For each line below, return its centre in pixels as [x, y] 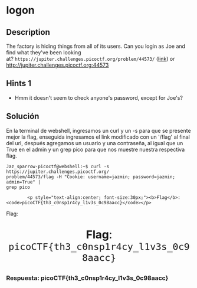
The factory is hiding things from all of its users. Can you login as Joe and [96, 46]
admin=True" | [24, 182]
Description [28, 32]
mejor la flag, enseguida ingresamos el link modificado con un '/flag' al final [98, 137]
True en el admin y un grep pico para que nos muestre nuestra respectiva [96, 149]
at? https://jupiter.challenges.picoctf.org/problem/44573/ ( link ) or [91, 59]
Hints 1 [19, 84]
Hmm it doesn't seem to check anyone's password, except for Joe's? [98, 97]
